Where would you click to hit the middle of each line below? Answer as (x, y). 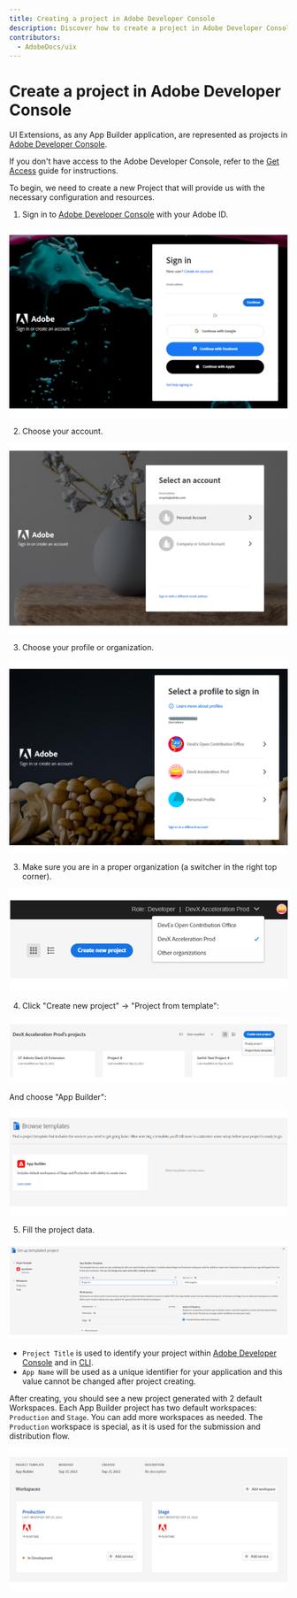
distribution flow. (40, 1436)
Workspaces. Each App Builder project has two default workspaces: (133, 1408)
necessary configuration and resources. (82, 197)
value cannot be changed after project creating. (109, 1381)
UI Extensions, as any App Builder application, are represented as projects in (148, 135)
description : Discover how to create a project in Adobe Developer (136, 28)
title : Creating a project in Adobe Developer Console (112, 19)
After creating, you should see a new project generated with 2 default (136, 1399)
